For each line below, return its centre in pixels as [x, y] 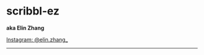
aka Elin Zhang [25, 28]
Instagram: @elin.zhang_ [37, 39]
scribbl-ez [33, 11]
